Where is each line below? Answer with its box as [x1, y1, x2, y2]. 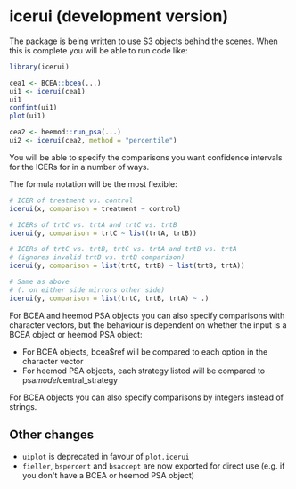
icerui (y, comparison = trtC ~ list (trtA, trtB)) [9, 229, 198, 238]
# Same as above [9, 278, 70, 287]
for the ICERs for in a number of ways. [9, 161, 150, 172]
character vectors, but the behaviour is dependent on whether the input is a [9, 319, 287, 330]
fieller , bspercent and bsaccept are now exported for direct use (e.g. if [21, 460, 285, 471]
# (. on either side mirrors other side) [9, 285, 166, 295]
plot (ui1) [9, 111, 46, 121]
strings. [9, 401, 37, 412]
